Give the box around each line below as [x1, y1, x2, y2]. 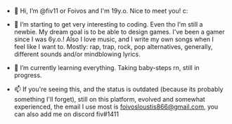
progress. [13, 71, 42, 79]
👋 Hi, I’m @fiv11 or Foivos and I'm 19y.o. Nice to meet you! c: [13, 7, 188, 15]
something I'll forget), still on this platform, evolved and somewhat [13, 95, 205, 103]
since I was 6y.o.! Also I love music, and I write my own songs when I [13, 35, 214, 43]
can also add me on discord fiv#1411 [13, 110, 120, 118]
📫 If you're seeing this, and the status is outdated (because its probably [13, 85, 224, 93]
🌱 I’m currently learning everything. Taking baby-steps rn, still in [13, 64, 200, 71]
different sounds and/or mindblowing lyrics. [13, 50, 141, 58]
